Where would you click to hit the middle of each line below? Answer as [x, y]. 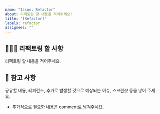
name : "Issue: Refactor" [30, 9]
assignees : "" [19, 28]
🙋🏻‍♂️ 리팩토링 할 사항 [34, 48]
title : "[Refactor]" [26, 18]
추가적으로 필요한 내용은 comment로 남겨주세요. [58, 107]
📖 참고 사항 [21, 78]
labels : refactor [23, 23]
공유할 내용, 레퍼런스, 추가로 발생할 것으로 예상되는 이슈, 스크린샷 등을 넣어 [76, 90]
